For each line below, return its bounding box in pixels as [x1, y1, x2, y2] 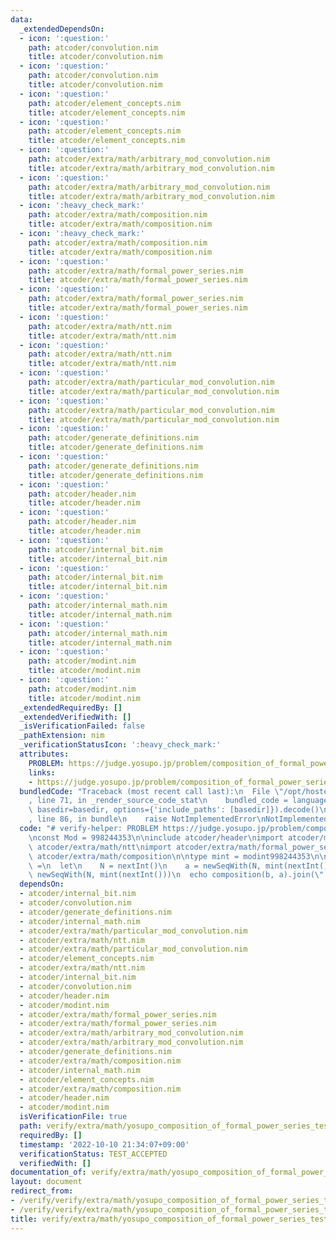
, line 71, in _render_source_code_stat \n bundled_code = [28, 796, 288, 806]
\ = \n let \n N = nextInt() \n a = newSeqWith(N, [28, 861, 262, 871]
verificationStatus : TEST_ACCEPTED [19, 1149, 168, 1159]
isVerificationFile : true [19, 1112, 128, 1122]
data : [10, 14, 33, 25]
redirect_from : [10, 1186, 74, 1196]
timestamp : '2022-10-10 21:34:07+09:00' [19, 1139, 190, 1150]
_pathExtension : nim [19, 731, 105, 741]
